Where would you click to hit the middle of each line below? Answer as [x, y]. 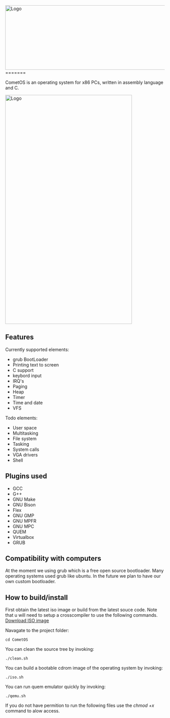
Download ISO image [27, 621]
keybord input [27, 376]
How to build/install [37, 597]
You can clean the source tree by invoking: [50, 649]
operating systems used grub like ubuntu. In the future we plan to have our [83, 576]
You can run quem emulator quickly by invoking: [55, 687]
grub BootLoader [30, 359]
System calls [26, 449]
